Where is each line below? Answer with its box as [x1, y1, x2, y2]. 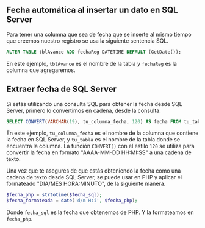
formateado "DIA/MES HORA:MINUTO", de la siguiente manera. [6, 180, 166, 188]
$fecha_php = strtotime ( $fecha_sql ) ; [6, 192, 103, 198]
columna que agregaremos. [6, 66, 76, 74]
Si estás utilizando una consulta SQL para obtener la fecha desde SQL [6, 100, 183, 107]
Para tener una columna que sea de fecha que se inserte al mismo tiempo [6, 30, 192, 38]
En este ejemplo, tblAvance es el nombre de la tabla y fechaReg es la [6, 60, 177, 67]
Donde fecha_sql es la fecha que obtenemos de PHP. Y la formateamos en [6, 208, 194, 216]
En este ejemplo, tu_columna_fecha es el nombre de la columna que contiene [6, 129, 199, 137]
